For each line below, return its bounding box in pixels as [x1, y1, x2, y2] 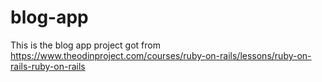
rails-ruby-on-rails [10, 60, 86, 72]
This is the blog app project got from [10, 39, 161, 51]
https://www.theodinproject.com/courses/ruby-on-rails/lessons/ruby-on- [10, 49, 312, 61]
